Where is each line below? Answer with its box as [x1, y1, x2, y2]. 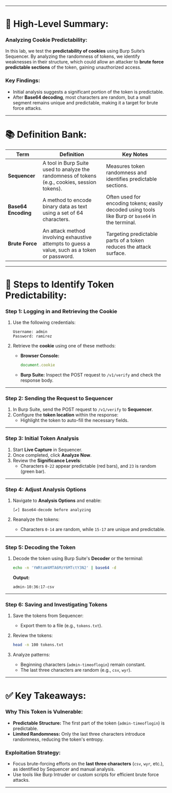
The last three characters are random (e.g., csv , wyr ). [20, 667, 132, 673]
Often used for [105, 193, 141, 200]
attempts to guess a [42, 240, 91, 247]
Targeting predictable [105, 230, 158, 237]
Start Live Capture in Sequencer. [12, 446, 83, 453]
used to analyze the [42, 166, 90, 173]
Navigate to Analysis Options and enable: [12, 497, 102, 503]
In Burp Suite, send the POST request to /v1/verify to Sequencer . [12, 406, 153, 412]
